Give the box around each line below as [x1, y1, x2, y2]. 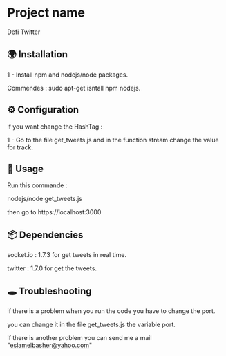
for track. [7, 143, 33, 151]
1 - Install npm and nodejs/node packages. [7, 71, 129, 79]
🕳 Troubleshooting [7, 285, 92, 297]
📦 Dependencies [7, 229, 84, 241]
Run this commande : [7, 181, 68, 189]
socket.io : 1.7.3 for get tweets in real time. [7, 251, 126, 259]
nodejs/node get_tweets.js [7, 195, 83, 203]
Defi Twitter [7, 28, 41, 36]
